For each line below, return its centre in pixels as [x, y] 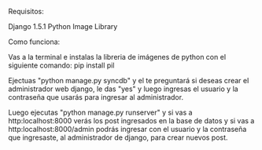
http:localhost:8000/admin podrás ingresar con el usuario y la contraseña [127, 129]
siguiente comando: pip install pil [61, 65]
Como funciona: [34, 42]
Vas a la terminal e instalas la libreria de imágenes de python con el [117, 57]
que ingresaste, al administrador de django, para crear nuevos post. [118, 137]
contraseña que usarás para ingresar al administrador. [96, 97]
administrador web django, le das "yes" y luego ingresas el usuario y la [123, 89]
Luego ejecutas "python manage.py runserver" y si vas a [100, 112]
